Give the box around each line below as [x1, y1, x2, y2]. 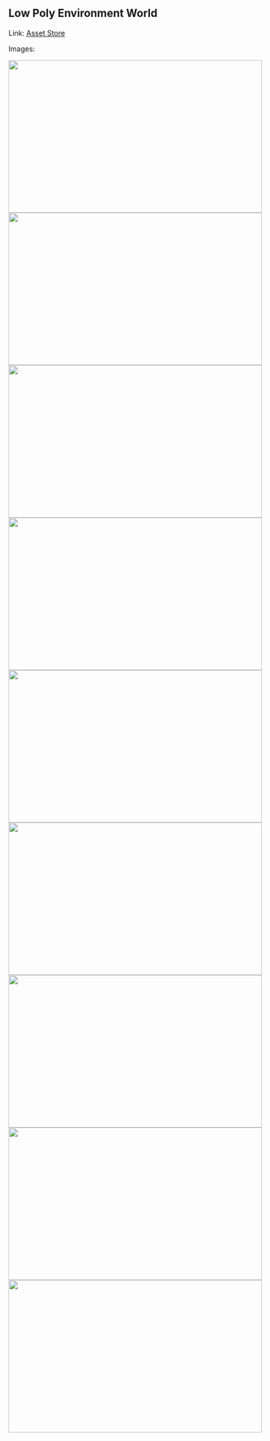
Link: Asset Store [8, 28, 66, 37]
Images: [8, 44, 36, 54]
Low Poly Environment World [8, 7, 158, 20]
